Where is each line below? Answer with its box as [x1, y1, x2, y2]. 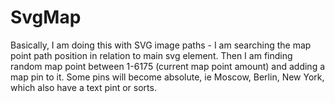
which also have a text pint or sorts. [10, 81, 157, 93]
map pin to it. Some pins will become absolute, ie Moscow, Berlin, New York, [10, 71, 325, 83]
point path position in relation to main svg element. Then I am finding [10, 49, 293, 61]
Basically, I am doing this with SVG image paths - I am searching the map [10, 39, 312, 51]
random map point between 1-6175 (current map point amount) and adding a [10, 60, 326, 72]
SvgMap [10, 6, 82, 29]
